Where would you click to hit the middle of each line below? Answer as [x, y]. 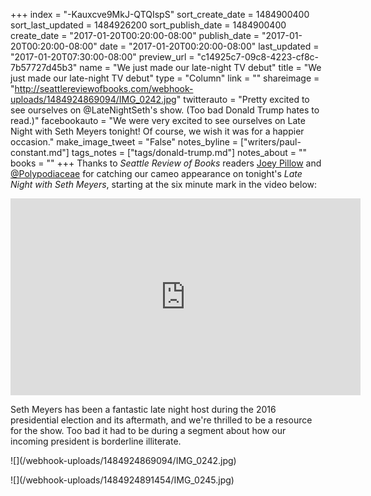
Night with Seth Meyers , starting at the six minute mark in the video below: [164, 184]
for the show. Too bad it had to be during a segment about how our [148, 430]
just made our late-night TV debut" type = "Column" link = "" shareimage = [165, 78]
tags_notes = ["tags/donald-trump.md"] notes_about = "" [189, 152]
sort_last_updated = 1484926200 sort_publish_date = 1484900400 [148, 25]
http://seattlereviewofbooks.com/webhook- [104, 88]
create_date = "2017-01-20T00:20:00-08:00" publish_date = [135, 35]
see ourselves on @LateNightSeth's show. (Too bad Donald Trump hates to [165, 110]
